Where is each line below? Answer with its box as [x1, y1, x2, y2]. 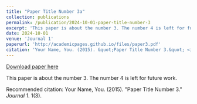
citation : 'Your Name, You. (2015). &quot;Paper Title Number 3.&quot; [6, 47, 185, 53]
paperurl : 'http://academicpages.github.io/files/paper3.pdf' [6, 42, 161, 48]
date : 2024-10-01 [6, 31, 49, 36]
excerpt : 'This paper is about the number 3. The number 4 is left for [6, 25, 185, 31]
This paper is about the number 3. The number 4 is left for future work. [6, 74, 178, 81]
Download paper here [6, 63, 59, 70]
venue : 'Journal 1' [6, 36, 54, 42]
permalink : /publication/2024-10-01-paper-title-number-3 [6, 19, 151, 25]
